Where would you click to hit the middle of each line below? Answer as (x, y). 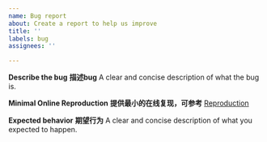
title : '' (25, 31)
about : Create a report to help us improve (83, 24)
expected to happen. (43, 130)
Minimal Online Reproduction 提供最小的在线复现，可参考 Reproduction (129, 103)
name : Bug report (38, 16)
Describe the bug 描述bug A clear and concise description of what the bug (134, 77)
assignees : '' (32, 46)
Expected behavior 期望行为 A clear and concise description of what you (131, 120)
